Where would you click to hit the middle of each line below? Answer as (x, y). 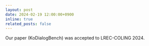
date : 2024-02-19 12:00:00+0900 (40, 14)
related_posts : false (28, 24)
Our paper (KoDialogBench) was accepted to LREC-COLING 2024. (75, 38)
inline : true (19, 19)
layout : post (19, 10)
